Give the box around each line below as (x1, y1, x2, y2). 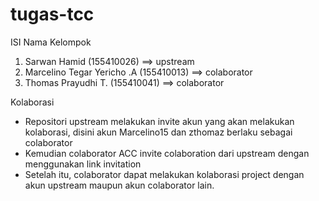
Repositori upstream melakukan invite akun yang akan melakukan (24, 115, 295, 127)
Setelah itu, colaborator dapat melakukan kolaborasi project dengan (24, 168, 305, 180)
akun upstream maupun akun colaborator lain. (24, 179, 215, 191)
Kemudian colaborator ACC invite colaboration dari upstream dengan (24, 147, 310, 159)
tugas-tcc (10, 3, 95, 26)
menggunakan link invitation (24, 158, 142, 170)
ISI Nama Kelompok (10, 36, 92, 48)
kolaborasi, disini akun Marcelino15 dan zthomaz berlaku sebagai (24, 126, 293, 138)
